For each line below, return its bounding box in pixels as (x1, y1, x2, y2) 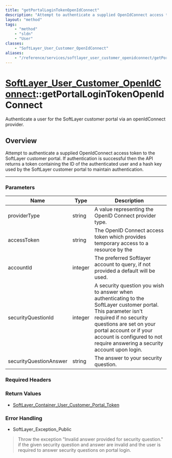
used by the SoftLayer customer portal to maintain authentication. (5, 166, 144, 172)
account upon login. (94, 346, 142, 353)
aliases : (5, 50, 24, 55)
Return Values (5, 390, 41, 397)
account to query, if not (94, 261, 151, 268)
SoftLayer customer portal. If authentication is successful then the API (5, 155, 154, 162)
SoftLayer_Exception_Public (12, 426, 72, 432)
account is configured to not (94, 333, 163, 341)
